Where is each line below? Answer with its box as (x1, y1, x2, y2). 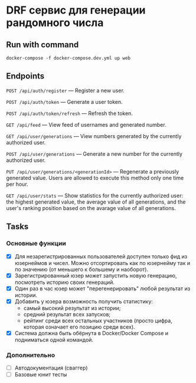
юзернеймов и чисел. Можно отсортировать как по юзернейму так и (14, 259, 191, 266)
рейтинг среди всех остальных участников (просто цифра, (23, 317, 172, 324)
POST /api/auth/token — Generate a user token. (6, 98, 123, 105)
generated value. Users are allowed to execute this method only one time (6, 174, 184, 181)
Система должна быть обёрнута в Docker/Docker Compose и (14, 329, 169, 336)
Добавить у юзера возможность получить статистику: (14, 297, 153, 305)
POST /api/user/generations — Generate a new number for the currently (6, 150, 183, 157)
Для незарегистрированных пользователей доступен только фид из (14, 253, 188, 260)
